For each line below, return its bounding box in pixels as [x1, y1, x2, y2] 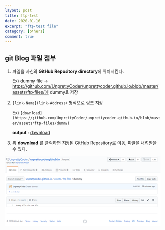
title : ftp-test [5, 13, 38, 18]
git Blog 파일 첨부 [5, 54, 56, 63]
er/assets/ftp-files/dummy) [12, 121, 70, 126]
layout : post [5, 8, 32, 13]
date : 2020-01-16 [5, 18, 41, 23]
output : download [12, 129, 50, 135]
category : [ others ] [5, 29, 45, 34]
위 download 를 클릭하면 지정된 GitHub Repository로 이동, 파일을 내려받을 [12, 140, 157, 146]
